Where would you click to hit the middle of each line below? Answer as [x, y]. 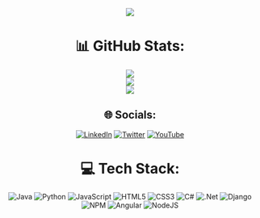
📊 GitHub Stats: [130, 46]
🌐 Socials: [130, 115]
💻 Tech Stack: [130, 168]
